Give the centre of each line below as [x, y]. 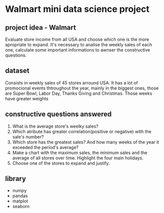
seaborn [21, 207]
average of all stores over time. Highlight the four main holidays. [78, 158]
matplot [20, 201]
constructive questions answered [58, 114]
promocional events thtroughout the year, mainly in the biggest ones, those [82, 88]
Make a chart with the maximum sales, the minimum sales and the [80, 152]
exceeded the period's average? [45, 147]
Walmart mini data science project [78, 9]
